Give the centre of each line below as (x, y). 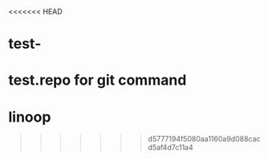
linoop (30, 117)
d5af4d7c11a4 (171, 148)
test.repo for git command (97, 80)
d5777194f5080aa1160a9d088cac (204, 139)
